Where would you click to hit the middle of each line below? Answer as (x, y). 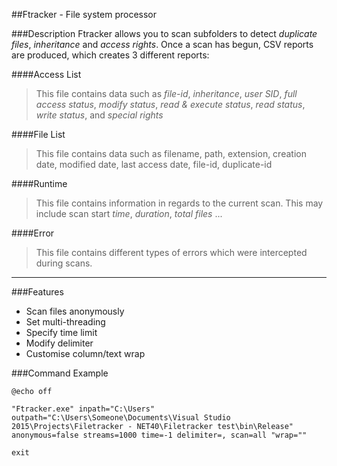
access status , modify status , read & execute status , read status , (170, 104)
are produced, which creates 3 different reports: (110, 55)
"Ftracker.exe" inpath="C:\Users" (83, 409)
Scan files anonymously (75, 311)
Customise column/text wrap (85, 353)
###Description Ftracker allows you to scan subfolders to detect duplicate (164, 33)
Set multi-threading (65, 322)
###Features (37, 292)
